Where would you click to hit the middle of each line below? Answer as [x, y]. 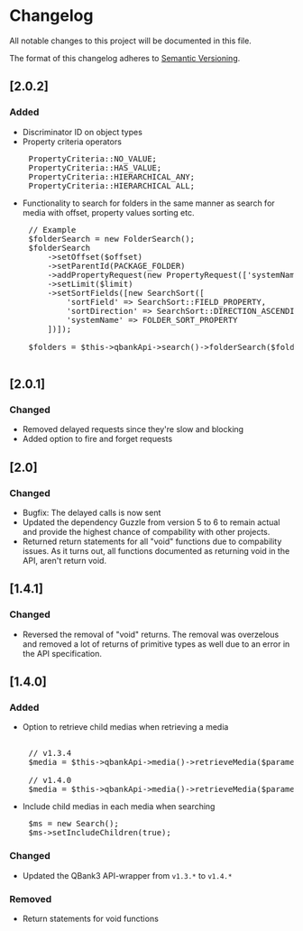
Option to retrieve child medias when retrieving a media [125, 727]
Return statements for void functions [91, 918]
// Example [52, 230]
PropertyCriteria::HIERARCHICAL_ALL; [112, 185]
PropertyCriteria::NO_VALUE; [93, 158]
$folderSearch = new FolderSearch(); [112, 239]
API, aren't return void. [64, 561]
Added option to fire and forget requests [97, 439]
